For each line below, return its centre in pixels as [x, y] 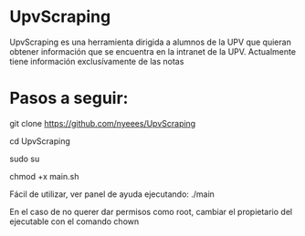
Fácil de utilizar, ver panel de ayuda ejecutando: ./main [112, 194]
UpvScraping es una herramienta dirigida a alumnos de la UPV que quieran [151, 42]
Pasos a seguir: [69, 98]
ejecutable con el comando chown [74, 221]
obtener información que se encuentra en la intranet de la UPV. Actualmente [153, 51]
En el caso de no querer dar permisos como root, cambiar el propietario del [151, 211]
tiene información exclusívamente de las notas [97, 61]
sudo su [25, 159]
